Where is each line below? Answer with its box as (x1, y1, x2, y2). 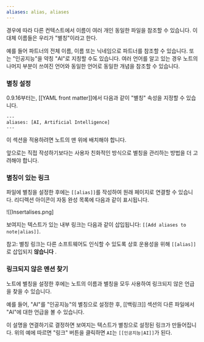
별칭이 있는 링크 (6, 173, 50, 182)
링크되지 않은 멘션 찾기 (6, 265, 69, 274)
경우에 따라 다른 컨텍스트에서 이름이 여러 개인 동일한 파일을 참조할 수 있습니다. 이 (6, 26, 198, 34)
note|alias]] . (6, 228, 41, 235)
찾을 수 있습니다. (12, 288, 52, 295)
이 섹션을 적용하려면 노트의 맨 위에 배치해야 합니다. (6, 136, 127, 144)
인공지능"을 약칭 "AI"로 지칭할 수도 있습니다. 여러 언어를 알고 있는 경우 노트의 (15, 54, 198, 62)
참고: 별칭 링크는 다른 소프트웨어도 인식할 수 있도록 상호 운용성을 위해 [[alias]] (6, 241, 197, 248)
